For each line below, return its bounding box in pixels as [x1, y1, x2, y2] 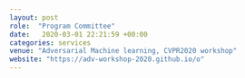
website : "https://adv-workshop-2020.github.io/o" [9, 55, 205, 64]
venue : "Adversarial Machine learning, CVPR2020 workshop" [9, 47, 238, 56]
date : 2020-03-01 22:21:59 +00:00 [9, 30, 148, 39]
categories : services [9, 38, 92, 48]
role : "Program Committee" [9, 22, 116, 30]
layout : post [9, 13, 59, 22]
